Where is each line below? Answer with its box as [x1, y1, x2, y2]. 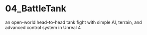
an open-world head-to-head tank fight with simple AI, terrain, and [5, 19, 142, 25]
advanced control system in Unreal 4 [5, 24, 81, 30]
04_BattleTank [5, 3, 66, 14]
